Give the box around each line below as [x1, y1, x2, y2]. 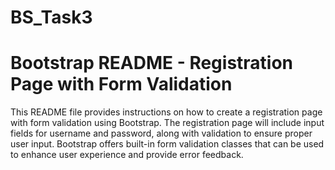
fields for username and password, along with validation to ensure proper [10, 127, 313, 140]
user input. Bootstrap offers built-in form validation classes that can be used [10, 138, 325, 150]
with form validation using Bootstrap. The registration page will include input [10, 117, 325, 129]
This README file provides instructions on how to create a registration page [10, 106, 323, 118]
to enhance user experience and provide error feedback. [10, 149, 244, 161]
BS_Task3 [10, 6, 93, 29]
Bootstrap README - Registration [10, 52, 294, 75]
